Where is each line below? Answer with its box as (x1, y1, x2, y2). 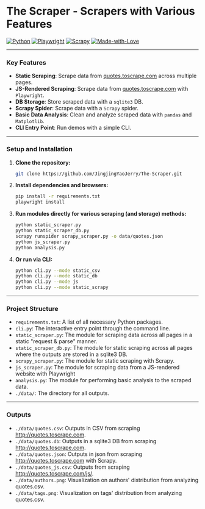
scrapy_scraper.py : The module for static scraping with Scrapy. (15, 357, 175, 365)
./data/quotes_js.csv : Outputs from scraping (15, 463, 130, 471)
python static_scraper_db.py (15, 227, 90, 234)
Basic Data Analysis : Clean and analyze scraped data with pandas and (15, 111, 192, 118)
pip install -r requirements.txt (15, 193, 101, 199)
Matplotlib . (15, 118, 45, 125)
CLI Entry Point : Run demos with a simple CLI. (15, 124, 132, 132)
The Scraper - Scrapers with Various (6, 4, 195, 18)
